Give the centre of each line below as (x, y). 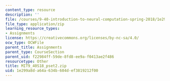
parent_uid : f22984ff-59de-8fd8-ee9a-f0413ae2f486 (60, 57)
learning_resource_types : (32, 29)
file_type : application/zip (35, 24)
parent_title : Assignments (34, 47)
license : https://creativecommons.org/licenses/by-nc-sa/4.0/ (72, 38)
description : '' (22, 15)
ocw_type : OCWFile (25, 43)
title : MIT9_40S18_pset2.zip (36, 66)
